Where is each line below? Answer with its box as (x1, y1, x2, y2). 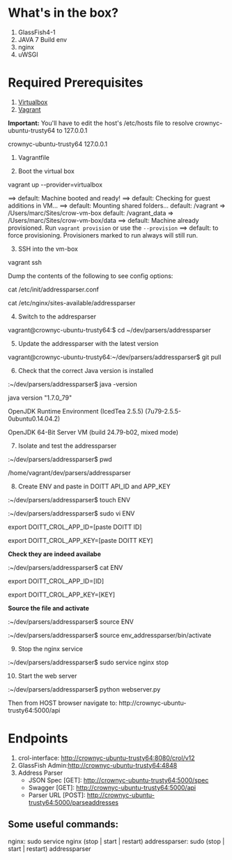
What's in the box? (8, 5, 119, 21)
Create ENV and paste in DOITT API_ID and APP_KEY (17, 482, 171, 490)
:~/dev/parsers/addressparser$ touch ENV (8, 495, 131, 504)
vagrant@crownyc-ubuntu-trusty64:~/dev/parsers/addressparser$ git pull (8, 353, 222, 361)
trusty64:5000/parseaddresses (28, 798, 119, 806)
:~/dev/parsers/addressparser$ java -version (8, 379, 138, 388)
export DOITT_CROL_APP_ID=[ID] (8, 576, 104, 585)
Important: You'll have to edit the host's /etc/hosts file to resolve (8, 119, 194, 127)
